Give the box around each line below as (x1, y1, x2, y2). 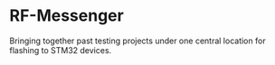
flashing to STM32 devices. (9, 44, 112, 55)
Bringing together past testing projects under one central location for (9, 35, 266, 46)
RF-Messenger (9, 5, 124, 26)
